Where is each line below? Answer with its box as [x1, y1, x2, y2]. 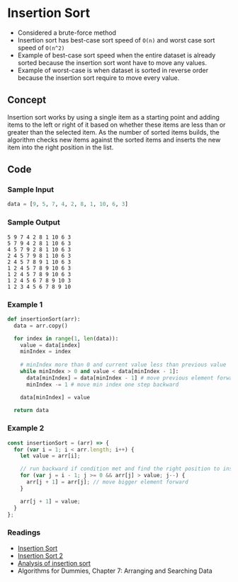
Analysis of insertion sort [17, 559, 91, 567]
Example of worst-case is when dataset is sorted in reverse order [17, 66, 209, 74]
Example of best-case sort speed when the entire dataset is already [17, 51, 216, 59]
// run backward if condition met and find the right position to [20, 465, 220, 472]
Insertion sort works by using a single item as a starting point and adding [7, 113, 220, 121]
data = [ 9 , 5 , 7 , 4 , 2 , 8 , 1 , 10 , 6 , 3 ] [7, 200, 129, 208]
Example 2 [7, 423, 45, 433]
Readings [7, 527, 41, 537]
